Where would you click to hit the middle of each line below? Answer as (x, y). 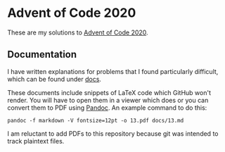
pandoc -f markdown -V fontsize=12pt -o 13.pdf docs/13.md (96, 120)
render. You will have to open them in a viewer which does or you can (108, 100)
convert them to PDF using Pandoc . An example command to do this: (107, 108)
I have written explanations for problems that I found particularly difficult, (113, 71)
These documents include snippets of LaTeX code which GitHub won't (109, 92)
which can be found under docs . (54, 79)
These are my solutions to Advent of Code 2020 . (78, 32)
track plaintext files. (36, 141)
